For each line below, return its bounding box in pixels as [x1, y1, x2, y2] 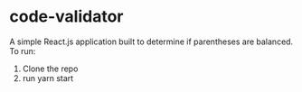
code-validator [9, 6, 124, 27]
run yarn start [22, 72, 74, 83]
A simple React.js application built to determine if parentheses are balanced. [9, 36, 294, 47]
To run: [9, 45, 36, 56]
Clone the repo [22, 63, 79, 74]
